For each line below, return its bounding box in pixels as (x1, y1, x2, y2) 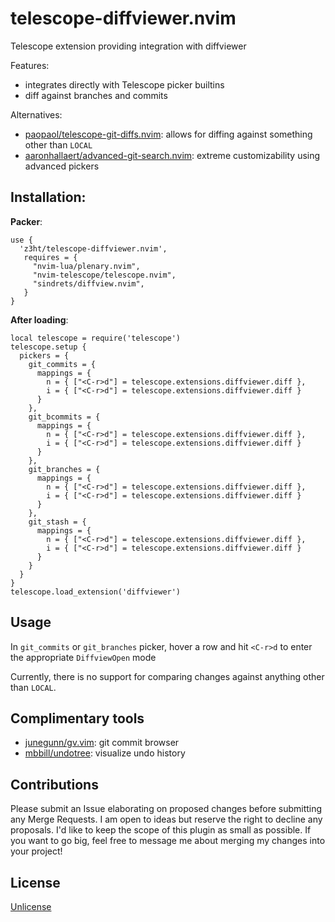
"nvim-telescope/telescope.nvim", (32, 270, 177, 280)
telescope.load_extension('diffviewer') (10, 587, 182, 597)
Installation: (10, 189, 87, 206)
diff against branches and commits (24, 89, 168, 101)
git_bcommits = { (28, 412, 101, 422)
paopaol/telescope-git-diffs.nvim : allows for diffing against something (24, 128, 313, 140)
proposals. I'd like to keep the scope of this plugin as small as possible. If (10, 824, 312, 836)
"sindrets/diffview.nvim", (32, 278, 145, 289)
